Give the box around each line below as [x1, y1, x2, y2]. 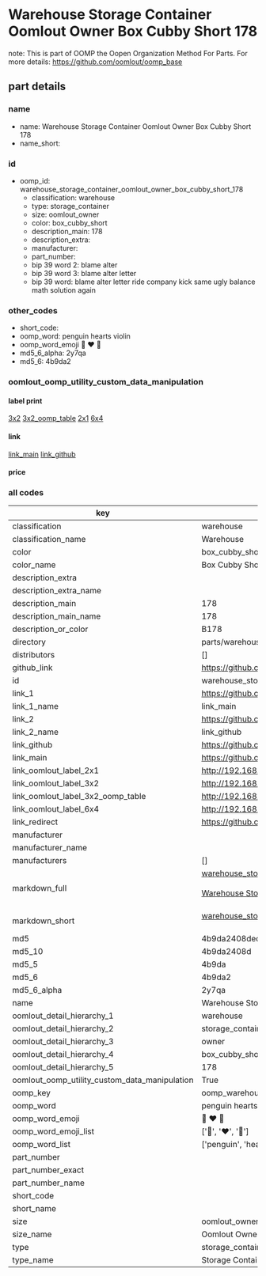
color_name [12, 559, 56, 570]
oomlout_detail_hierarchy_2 [12, 1023, 114, 1034]
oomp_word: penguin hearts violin [19, 331, 131, 341]
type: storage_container [31, 201, 109, 210]
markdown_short [12, 915, 75, 926]
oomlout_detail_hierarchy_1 [12, 1010, 114, 1021]
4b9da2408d [201, 946, 252, 957]
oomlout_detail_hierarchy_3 [12, 1036, 114, 1047]
